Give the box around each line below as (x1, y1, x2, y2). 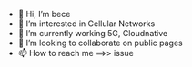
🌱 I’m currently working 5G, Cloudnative (17, 28, 168, 38)
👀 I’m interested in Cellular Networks (17, 18, 156, 29)
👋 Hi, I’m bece (17, 9, 71, 19)
